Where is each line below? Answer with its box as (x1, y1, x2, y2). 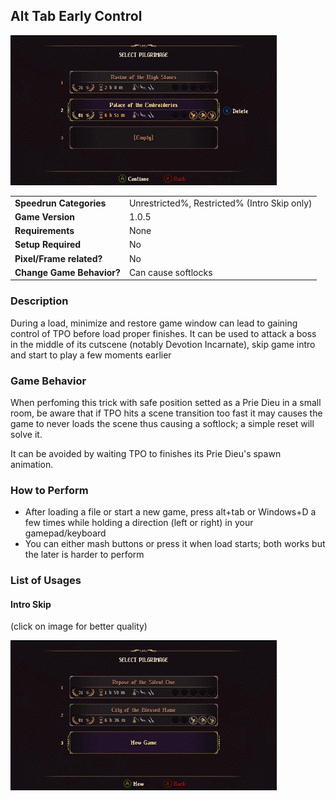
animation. (10, 458, 54, 470)
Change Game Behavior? (14, 266, 121, 278)
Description (10, 294, 69, 308)
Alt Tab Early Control (10, 8, 143, 25)
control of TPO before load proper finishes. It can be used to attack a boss (10, 327, 317, 339)
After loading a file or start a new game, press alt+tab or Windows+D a (24, 506, 317, 518)
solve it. (10, 428, 43, 440)
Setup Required (14, 239, 82, 251)
